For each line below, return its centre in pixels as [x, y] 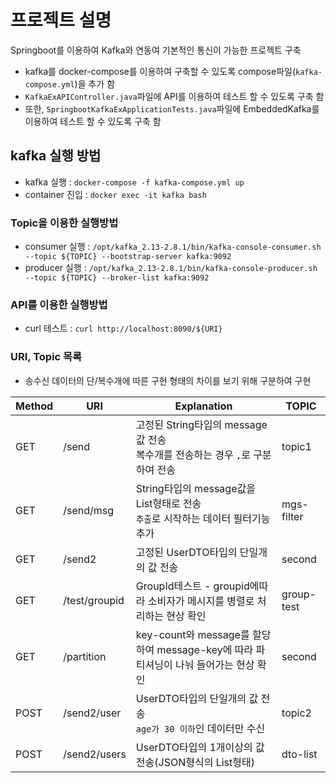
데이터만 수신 [236, 728]
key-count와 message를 [192, 634]
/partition [85, 656]
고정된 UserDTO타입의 [186, 552]
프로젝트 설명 [61, 20]
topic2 [296, 713]
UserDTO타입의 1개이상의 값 [200, 747]
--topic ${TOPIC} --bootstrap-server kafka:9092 [128, 257]
